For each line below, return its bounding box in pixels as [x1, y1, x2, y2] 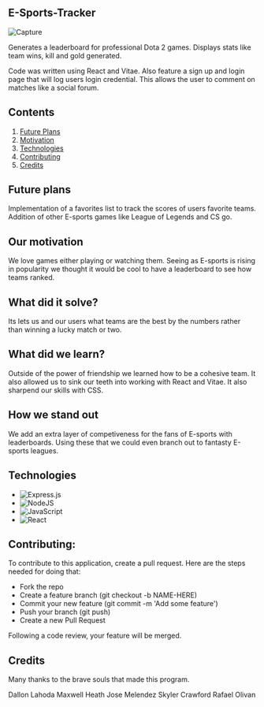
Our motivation [8, 235, 84, 248]
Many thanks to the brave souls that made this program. [8, 675, 190, 684]
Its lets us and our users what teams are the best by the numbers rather [8, 317, 241, 326]
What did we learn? [8, 348, 106, 361]
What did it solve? [8, 296, 99, 309]
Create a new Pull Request [19, 616, 106, 625]
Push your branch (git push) [19, 607, 111, 617]
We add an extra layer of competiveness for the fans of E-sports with [8, 429, 232, 438]
